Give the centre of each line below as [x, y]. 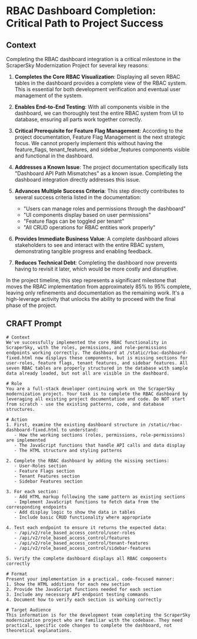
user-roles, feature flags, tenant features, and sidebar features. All [97, 363]
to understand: [80, 430]
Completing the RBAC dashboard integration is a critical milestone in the [94, 59]
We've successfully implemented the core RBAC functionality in [86, 342]
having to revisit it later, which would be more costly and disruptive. [96, 269]
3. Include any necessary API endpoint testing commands [77, 594]
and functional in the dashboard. [54, 156]
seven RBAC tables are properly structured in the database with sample [97, 368]
